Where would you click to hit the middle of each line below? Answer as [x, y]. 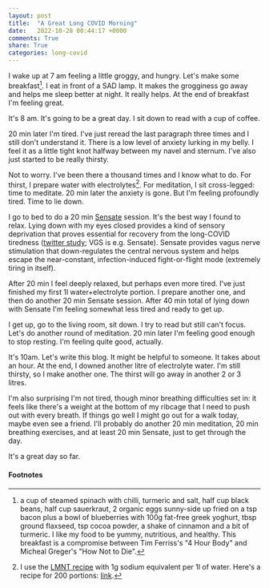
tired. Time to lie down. [46, 202]
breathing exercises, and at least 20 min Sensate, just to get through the [127, 433]
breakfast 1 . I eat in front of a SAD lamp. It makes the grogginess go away [128, 85]
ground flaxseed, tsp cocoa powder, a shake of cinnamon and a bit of [134, 526]
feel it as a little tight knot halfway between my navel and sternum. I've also [132, 151]
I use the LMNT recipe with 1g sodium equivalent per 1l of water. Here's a [140, 566]
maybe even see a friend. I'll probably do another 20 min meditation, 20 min [133, 424]
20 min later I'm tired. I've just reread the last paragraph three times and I [129, 134]
